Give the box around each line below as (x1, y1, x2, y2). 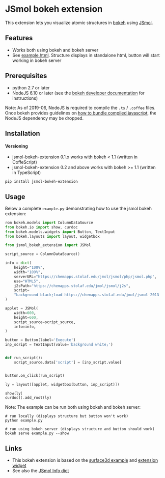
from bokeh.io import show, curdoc (5, 225, 78, 229)
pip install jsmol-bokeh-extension (5, 179, 78, 184)
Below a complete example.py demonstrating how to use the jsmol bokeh (5, 205, 152, 211)
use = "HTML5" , (14, 279, 41, 283)
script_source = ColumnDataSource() (5, 252, 80, 256)
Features (5, 34, 33, 42)
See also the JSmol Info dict (12, 468, 69, 474)
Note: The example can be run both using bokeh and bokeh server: (5, 404, 141, 410)
